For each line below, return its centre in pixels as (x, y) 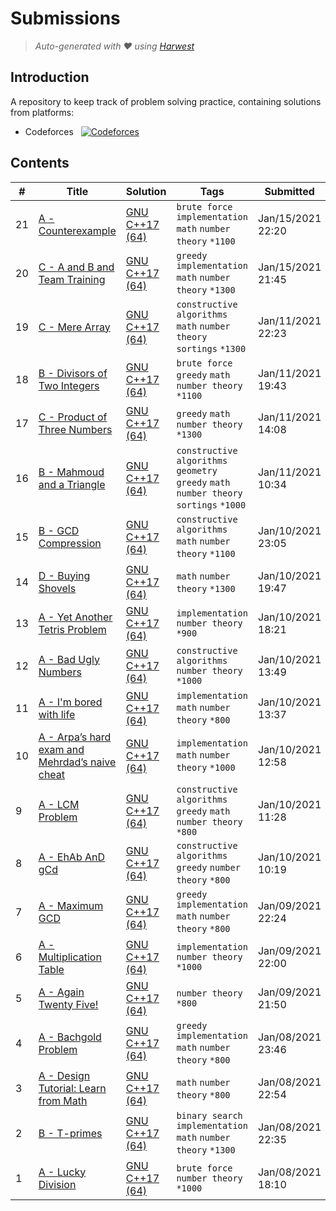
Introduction (50, 77)
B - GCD (59, 530)
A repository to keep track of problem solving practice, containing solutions (166, 101)
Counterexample (77, 230)
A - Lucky (62, 1172)
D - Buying (64, 575)
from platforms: (42, 112)
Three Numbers (75, 429)
